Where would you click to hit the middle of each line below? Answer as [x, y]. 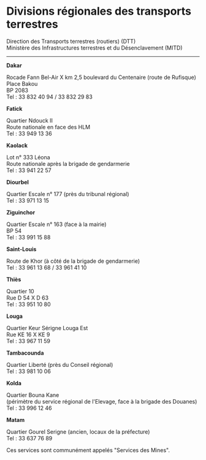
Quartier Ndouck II [30, 120]
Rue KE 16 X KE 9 [28, 334]
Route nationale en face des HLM [48, 127]
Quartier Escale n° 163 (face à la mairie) [56, 224]
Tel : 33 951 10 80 [29, 304]
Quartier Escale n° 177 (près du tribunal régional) [68, 194]
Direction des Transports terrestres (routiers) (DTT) [71, 41]
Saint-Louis [21, 249]
